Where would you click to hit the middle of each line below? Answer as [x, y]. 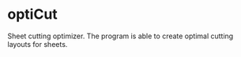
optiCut [33, 14]
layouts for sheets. [38, 44]
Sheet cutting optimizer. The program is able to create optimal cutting [120, 36]
